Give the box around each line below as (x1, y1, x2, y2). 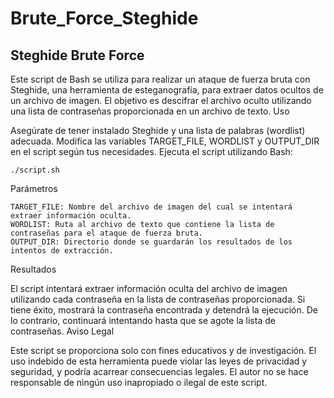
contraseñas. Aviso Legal (10, 325, 115, 337)
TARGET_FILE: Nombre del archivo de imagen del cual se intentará (10, 202, 293, 212)
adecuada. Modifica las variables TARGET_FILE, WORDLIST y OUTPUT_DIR (10, 135, 320, 147)
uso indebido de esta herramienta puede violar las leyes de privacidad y (10, 355, 308, 367)
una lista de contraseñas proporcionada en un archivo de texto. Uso (10, 105, 290, 117)
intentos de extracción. (10, 246, 114, 256)
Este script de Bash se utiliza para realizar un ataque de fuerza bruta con (10, 73, 311, 85)
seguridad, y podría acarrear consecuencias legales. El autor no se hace (10, 366, 309, 377)
